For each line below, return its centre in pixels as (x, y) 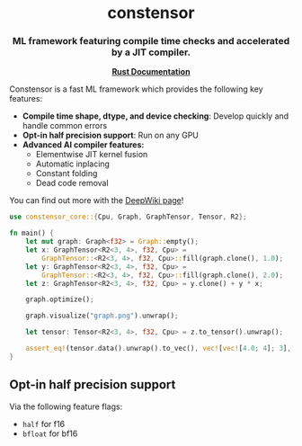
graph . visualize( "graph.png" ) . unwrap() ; (102, 316)
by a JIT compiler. (151, 52)
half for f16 (44, 424)
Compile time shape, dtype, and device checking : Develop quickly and (155, 116)
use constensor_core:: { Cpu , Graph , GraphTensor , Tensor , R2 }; (128, 217)
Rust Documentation (151, 72)
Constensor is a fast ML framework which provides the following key (136, 89)
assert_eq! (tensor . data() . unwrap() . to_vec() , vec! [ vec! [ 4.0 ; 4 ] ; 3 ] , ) (160, 349)
